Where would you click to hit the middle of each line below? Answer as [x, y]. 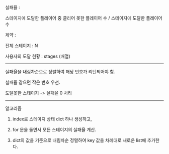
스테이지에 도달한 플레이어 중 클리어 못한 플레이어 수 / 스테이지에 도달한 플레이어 [84, 18]
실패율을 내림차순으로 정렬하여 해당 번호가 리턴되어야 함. [60, 71]
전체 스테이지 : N [22, 46]
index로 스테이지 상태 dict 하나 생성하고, [52, 119]
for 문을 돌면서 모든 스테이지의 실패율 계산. [54, 130]
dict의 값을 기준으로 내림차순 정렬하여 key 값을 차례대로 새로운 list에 [79, 140]
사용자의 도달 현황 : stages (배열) [38, 56]
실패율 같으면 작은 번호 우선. [33, 82]
